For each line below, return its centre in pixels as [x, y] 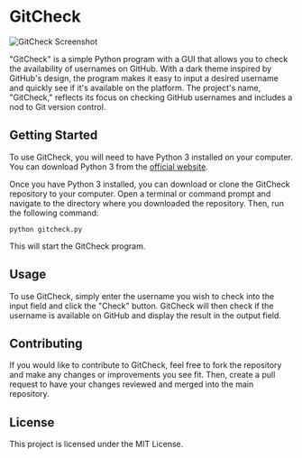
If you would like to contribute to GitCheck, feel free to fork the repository [146, 365]
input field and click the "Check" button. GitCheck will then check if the [142, 306]
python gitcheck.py [46, 229]
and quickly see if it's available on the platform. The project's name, [135, 87]
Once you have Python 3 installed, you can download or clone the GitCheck [150, 184]
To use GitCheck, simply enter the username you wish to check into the [142, 296]
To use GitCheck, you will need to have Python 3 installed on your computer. [151, 157]
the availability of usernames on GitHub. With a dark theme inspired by [141, 69]
